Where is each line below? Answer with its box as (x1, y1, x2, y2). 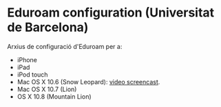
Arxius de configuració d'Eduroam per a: (7, 42, 123, 50)
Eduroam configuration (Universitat (7, 5, 215, 21)
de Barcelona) (7, 19, 89, 35)
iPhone (17, 55, 38, 64)
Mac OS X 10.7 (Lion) (17, 85, 77, 93)
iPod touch (17, 70, 48, 79)
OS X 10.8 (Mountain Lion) (17, 92, 92, 101)
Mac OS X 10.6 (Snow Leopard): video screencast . (17, 77, 160, 86)
